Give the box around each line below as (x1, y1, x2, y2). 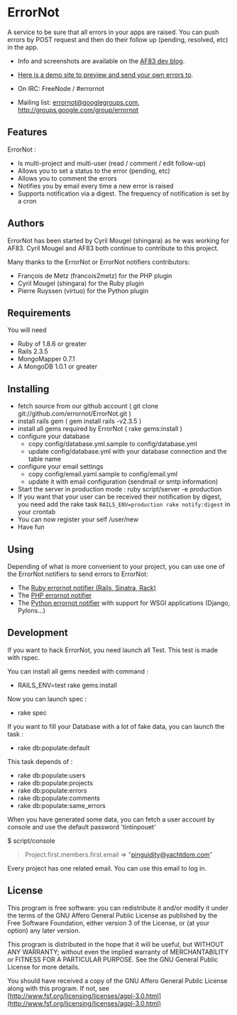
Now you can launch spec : (7, 694, 87, 703)
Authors (7, 218, 45, 230)
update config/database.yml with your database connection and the (28, 447, 227, 456)
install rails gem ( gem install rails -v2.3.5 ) (17, 417, 142, 425)
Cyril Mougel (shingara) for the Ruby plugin (17, 279, 144, 287)
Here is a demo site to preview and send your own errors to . (17, 70, 194, 79)
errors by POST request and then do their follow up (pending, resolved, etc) (7, 35, 228, 43)
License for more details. (7, 962, 80, 971)
